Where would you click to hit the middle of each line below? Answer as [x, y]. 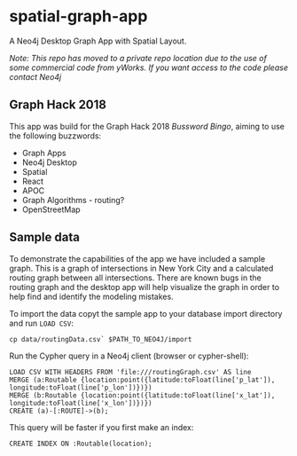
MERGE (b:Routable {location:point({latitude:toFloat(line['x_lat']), [142, 395]
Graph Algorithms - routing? [73, 200]
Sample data [44, 237]
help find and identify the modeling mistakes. [92, 296]
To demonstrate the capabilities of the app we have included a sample [137, 258]
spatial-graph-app [78, 16]
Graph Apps [44, 153]
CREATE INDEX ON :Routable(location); [81, 444]
